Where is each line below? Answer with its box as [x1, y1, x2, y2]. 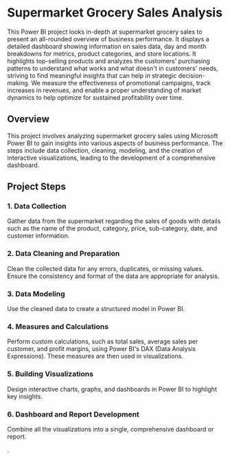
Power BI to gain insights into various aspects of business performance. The [7, 139, 223, 147]
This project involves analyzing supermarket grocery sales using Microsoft [7, 131, 218, 140]
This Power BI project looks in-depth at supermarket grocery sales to [7, 28, 203, 36]
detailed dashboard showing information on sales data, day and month [7, 42, 207, 50]
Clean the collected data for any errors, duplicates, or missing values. [7, 264, 204, 273]
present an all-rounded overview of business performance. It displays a [7, 34, 209, 43]
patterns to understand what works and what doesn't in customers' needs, [7, 64, 218, 72]
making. [7, 78, 30, 87]
